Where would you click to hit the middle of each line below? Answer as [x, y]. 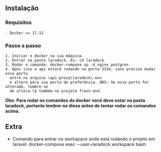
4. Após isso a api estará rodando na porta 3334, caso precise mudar [80, 69]
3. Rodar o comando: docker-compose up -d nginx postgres [67, 65]
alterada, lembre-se [27, 87]
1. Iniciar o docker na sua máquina [43, 56]
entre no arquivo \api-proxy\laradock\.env [56, 78]
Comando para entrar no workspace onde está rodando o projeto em [84, 139]
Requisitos [18, 23]
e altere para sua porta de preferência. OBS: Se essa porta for [79, 82]
